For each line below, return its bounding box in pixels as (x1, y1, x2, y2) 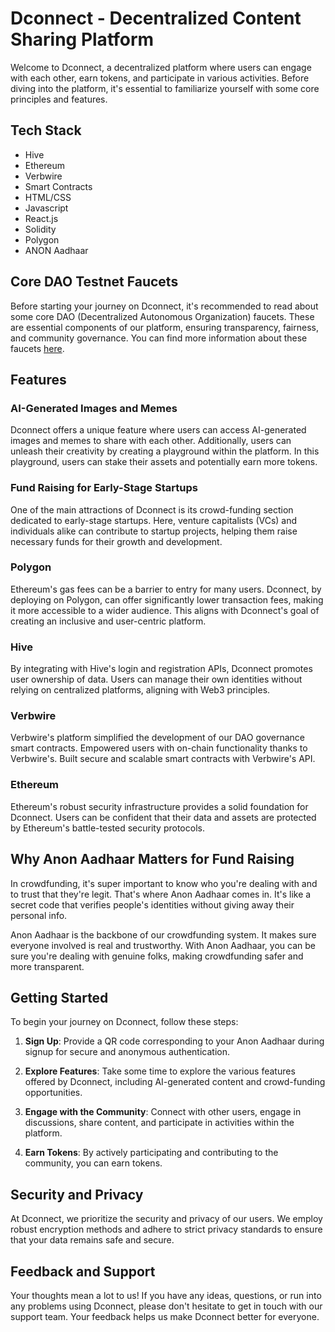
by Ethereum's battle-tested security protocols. (10, 822, 205, 834)
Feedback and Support (10, 1263, 156, 1280)
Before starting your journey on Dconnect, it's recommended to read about (10, 300, 319, 312)
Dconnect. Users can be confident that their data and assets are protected (10, 811, 317, 823)
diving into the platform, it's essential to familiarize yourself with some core (10, 82, 320, 94)
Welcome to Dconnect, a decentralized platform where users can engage (10, 61, 312, 73)
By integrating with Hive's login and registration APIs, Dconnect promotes (10, 663, 313, 675)
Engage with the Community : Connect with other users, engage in (24, 1106, 302, 1118)
